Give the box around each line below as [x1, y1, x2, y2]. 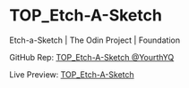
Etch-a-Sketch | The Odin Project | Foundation [9, 35, 181, 45]
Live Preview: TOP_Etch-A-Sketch [9, 68, 134, 80]
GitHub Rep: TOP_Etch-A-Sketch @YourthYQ [9, 52, 175, 62]
